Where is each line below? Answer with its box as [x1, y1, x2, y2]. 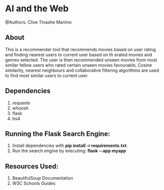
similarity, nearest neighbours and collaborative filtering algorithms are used [5, 67, 160, 73]
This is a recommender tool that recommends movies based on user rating [5, 46, 156, 52]
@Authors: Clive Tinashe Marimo [5, 19, 72, 25]
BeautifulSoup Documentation [12, 175, 73, 181]
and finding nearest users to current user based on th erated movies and [5, 52, 152, 57]
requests [12, 100, 30, 106]
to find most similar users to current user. [5, 72, 88, 79]
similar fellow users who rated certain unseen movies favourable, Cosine [5, 62, 152, 68]
